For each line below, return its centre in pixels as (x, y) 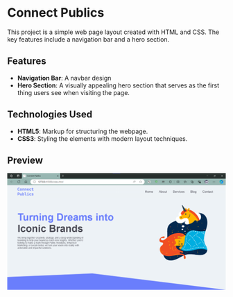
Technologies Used (50, 115)
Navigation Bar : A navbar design (64, 78)
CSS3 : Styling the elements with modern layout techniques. (102, 138)
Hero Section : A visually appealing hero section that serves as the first (118, 85)
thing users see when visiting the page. (74, 92)
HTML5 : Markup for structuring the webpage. (83, 131)
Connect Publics (56, 13)
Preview (25, 160)
